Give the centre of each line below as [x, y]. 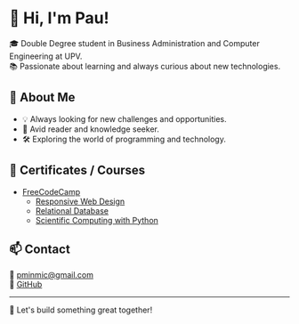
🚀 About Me [42, 97]
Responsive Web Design [80, 201]
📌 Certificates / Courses [77, 170]
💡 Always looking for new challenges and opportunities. [124, 118]
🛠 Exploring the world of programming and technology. [124, 139]
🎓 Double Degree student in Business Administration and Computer [134, 43]
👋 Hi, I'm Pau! [59, 18]
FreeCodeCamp [51, 191]
